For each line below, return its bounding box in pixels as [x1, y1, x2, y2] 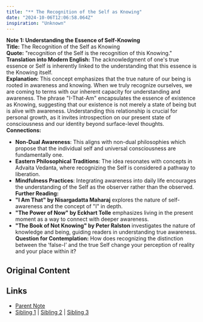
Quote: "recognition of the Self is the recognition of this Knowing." [6, 50, 173, 57]
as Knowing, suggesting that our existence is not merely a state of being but [6, 101, 197, 108]
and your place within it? [15, 248, 77, 255]
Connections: [6, 126, 41, 134]
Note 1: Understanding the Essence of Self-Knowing [6, 37, 141, 44]
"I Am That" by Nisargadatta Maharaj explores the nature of [15, 196, 167, 203]
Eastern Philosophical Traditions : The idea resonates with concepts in [15, 158, 193, 165]
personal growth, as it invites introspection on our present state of [6, 114, 171, 121]
